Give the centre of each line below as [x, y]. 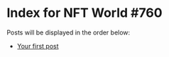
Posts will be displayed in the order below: [69, 32]
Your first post [38, 46]
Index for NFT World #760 [84, 13]
